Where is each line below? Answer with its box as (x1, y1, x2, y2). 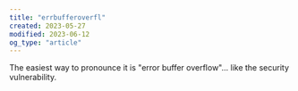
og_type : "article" (9, 37, 82, 47)
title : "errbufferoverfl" (9, 12, 106, 22)
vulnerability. (9, 72, 56, 83)
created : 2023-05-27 (9, 21, 87, 30)
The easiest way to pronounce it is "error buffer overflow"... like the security (9, 62, 289, 73)
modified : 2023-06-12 (9, 29, 90, 38)
